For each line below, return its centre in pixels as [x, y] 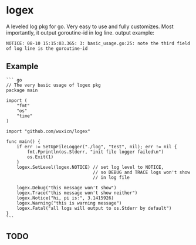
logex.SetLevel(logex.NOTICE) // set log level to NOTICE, [90, 167]
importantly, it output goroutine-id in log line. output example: [80, 32]
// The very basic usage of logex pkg [53, 85]
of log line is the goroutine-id [47, 48]
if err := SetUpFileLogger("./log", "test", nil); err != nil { [97, 147]
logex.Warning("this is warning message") [69, 203]
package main [22, 90]
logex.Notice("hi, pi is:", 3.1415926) [65, 198]
